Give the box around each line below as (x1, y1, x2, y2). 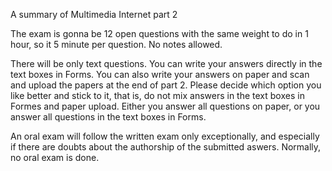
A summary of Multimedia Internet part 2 (10, 9, 178, 20)
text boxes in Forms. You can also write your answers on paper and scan (10, 69, 310, 80)
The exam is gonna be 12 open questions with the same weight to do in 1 (10, 28, 309, 39)
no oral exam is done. (10, 152, 100, 163)
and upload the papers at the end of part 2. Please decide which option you (10, 79, 322, 91)
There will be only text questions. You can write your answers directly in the (10, 58, 323, 69)
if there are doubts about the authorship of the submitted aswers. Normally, (10, 141, 322, 153)
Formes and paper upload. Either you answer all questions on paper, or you (10, 100, 321, 112)
